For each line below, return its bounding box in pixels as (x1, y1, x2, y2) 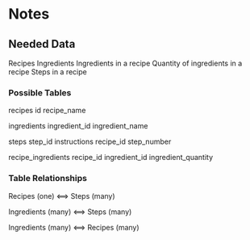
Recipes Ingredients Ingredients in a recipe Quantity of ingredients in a (8, 58, 243, 68)
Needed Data (8, 37, 76, 51)
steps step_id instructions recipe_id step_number (8, 137, 172, 146)
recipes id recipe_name (8, 106, 86, 116)
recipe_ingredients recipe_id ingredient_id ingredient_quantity (8, 153, 214, 162)
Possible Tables (8, 86, 72, 98)
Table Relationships (8, 173, 87, 184)
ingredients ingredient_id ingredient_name (8, 121, 148, 131)
